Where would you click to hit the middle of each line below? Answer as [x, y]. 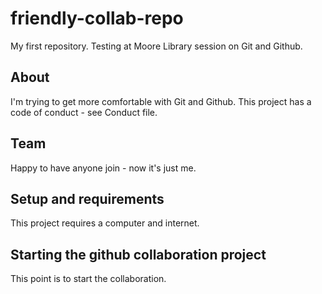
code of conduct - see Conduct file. [84, 112]
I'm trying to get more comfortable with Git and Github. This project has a [161, 101]
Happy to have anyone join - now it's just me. [103, 168]
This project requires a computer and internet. [105, 223]
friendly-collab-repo [97, 18]
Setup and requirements [87, 198]
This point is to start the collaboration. [88, 279]
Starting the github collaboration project [138, 254]
